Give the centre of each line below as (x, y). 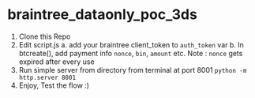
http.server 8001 (47, 77)
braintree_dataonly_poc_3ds (103, 15)
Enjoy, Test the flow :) (54, 85)
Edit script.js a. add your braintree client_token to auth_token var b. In (131, 44)
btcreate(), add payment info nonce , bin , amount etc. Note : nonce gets (131, 53)
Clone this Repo (45, 36)
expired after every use (57, 62)
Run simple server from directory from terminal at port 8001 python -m (133, 70)
